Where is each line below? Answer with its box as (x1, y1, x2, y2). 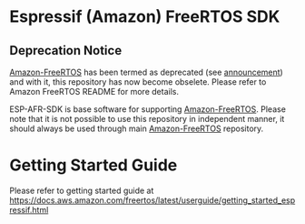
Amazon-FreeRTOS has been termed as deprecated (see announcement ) (9, 66, 283, 77)
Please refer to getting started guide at (9, 185, 154, 196)
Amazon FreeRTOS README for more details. (9, 87, 180, 97)
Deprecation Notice (9, 43, 123, 58)
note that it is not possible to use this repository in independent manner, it (9, 114, 285, 124)
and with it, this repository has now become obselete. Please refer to (9, 76, 267, 87)
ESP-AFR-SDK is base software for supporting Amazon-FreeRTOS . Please (9, 104, 286, 115)
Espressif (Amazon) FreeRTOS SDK (9, 6, 280, 27)
